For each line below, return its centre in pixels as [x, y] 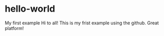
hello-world [30, 9]
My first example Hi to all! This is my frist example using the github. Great [82, 23]
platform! [14, 28]
